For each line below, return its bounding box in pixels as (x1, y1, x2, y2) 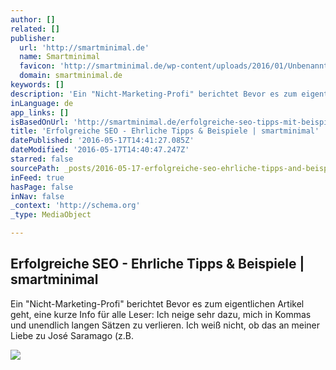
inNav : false (10, 191, 65, 201)
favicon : (19, 61, 56, 71)
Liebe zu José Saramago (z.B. (10, 329, 135, 341)
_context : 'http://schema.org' (10, 201, 141, 211)
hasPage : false (10, 182, 74, 192)
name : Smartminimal (19, 52, 101, 62)
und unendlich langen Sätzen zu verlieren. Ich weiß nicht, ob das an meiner (10, 319, 321, 331)
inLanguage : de (10, 98, 74, 108)
